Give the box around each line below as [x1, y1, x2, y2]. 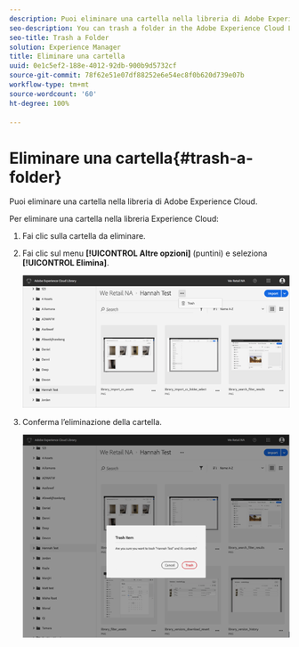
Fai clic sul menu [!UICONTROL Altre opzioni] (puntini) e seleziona [21, 248, 268, 258]
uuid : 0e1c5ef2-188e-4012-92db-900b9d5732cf [9, 61, 177, 70]
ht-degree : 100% [9, 99, 69, 108]
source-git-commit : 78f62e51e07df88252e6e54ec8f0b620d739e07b [9, 71, 245, 80]
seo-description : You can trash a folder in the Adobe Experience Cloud [9, 23, 285, 33]
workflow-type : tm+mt [9, 80, 90, 89]
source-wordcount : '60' [9, 89, 98, 98]
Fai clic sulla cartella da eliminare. [21, 231, 146, 242]
